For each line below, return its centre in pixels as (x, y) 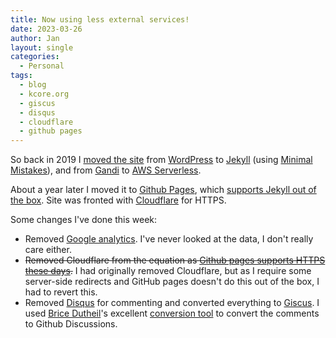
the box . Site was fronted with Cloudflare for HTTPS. (118, 200)
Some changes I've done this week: (84, 220)
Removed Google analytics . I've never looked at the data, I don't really (169, 239)
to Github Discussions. (71, 324)
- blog (33, 85)
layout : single (42, 47)
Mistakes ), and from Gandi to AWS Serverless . (106, 170)
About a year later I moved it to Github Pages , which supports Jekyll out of (163, 190)
